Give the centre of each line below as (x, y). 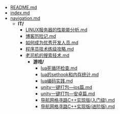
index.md (20, 13)
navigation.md (25, 18)
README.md (23, 7)
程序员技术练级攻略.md (50, 49)
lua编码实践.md (57, 81)
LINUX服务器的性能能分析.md (56, 30)
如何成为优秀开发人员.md (52, 42)
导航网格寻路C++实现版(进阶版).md (78, 106)
